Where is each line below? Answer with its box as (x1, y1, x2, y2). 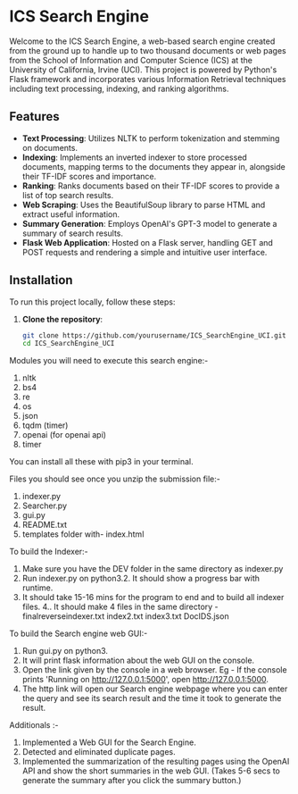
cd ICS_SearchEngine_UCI (21, 339, 115, 348)
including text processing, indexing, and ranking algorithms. (9, 83, 229, 94)
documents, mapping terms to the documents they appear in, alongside (21, 161, 286, 171)
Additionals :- (9, 720, 59, 731)
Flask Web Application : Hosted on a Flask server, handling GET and (21, 237, 274, 247)
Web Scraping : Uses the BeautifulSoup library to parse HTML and (21, 199, 266, 210)
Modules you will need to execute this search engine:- (9, 355, 209, 366)
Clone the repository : (21, 313, 103, 324)
